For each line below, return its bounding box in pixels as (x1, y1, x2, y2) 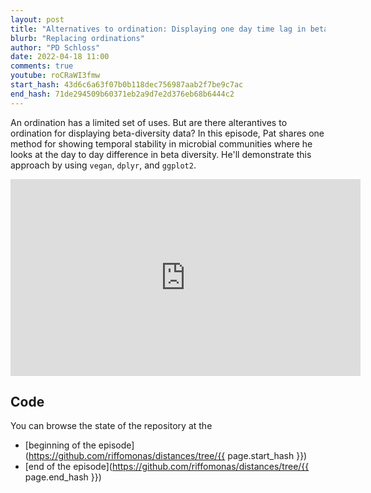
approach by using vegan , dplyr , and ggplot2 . (10, 159, 197, 171)
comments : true (10, 61, 74, 71)
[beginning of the (24, 439, 97, 451)
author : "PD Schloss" (10, 42, 101, 53)
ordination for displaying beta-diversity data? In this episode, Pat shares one (10, 127, 325, 139)
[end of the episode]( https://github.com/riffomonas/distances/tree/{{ (24, 461, 310, 473)
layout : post (10, 14, 65, 25)
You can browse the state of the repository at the (10, 420, 213, 432)
